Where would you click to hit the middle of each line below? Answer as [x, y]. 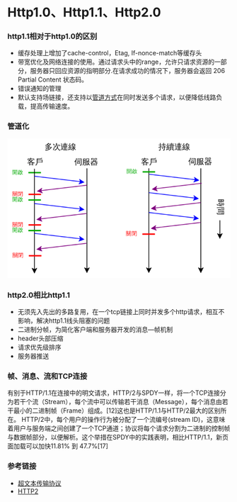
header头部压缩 [40, 338]
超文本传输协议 [39, 483]
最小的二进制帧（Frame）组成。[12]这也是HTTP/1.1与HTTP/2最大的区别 [117, 411]
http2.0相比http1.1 [39, 295]
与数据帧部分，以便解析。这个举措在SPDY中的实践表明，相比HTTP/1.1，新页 [118, 437]
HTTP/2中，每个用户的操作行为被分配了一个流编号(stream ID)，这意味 [123, 420]
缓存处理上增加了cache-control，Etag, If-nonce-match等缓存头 [110, 53]
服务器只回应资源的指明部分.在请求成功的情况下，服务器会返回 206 [127, 71]
